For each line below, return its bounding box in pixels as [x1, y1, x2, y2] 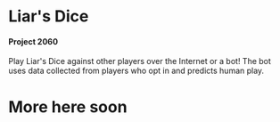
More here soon [8, 96, 128, 117]
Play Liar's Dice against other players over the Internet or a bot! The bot [8, 56, 271, 67]
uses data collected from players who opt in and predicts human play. [8, 65, 265, 77]
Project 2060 [8, 36, 59, 46]
